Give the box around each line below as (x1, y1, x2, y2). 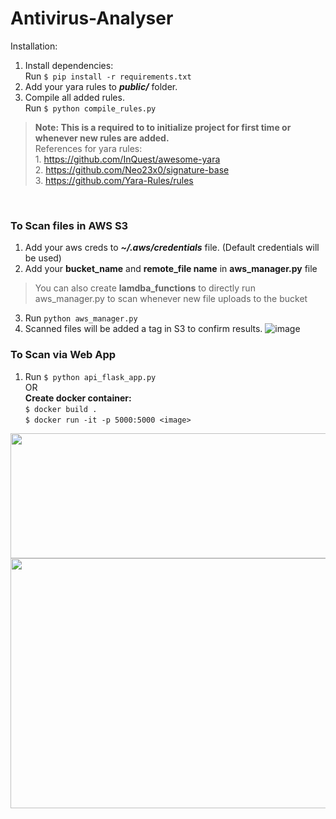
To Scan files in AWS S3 (10, 218, 129, 232)
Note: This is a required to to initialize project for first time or (34, 121, 292, 133)
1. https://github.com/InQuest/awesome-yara (34, 153, 221, 165)
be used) (24, 252, 62, 264)
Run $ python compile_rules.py (24, 102, 157, 114)
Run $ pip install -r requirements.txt (24, 70, 192, 82)
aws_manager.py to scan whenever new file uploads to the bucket (34, 293, 308, 305)
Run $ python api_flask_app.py (24, 370, 157, 382)
